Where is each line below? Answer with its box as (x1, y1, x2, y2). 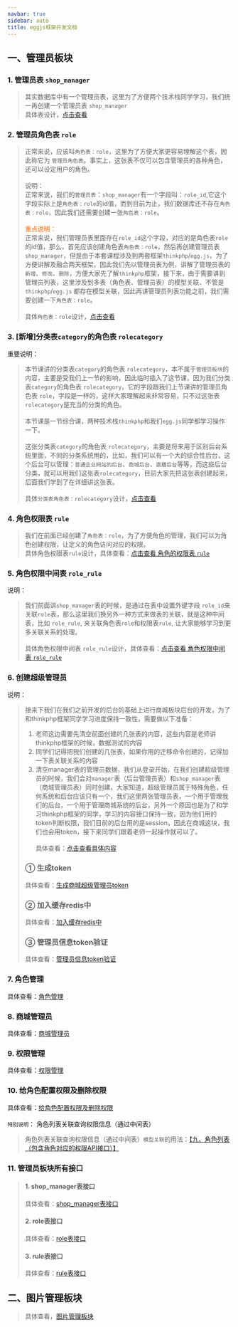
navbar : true (7, 10, 46, 18)
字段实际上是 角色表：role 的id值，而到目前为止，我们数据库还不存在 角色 (24, 199, 231, 208)
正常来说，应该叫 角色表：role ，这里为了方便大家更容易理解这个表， (24, 147, 221, 156)
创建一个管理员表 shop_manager (37, 101, 128, 110)
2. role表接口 (24, 1217, 63, 1225)
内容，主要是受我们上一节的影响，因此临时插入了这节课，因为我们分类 (24, 373, 231, 382)
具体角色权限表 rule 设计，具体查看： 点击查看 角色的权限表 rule (24, 549, 210, 557)
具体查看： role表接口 (24, 1234, 87, 1242)
